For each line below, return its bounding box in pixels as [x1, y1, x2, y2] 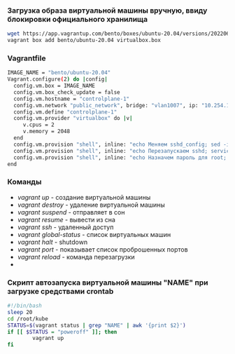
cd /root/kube [7, 315, 49, 322]
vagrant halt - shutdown [17, 238, 88, 246]
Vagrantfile [7, 53, 46, 63]
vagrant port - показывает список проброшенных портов [17, 245, 188, 254]
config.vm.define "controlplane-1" [13, 108, 117, 116]
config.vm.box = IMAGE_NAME [13, 83, 96, 90]
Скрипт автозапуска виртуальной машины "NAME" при [7, 278, 208, 287]
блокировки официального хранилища [7, 14, 148, 24]
